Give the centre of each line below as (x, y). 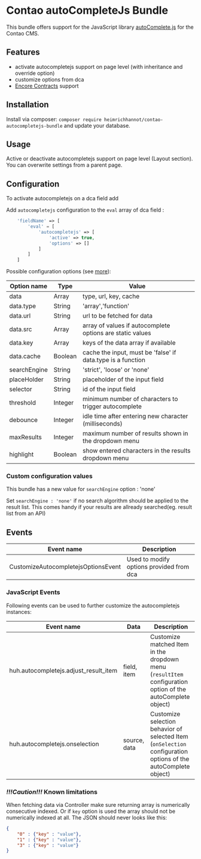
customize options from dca (49, 79)
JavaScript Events (33, 592)
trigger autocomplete (112, 406)
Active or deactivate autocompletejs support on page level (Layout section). (100, 159)
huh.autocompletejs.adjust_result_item (63, 670)
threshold (22, 403)
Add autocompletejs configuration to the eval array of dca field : (85, 210)
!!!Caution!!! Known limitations (52, 792)
